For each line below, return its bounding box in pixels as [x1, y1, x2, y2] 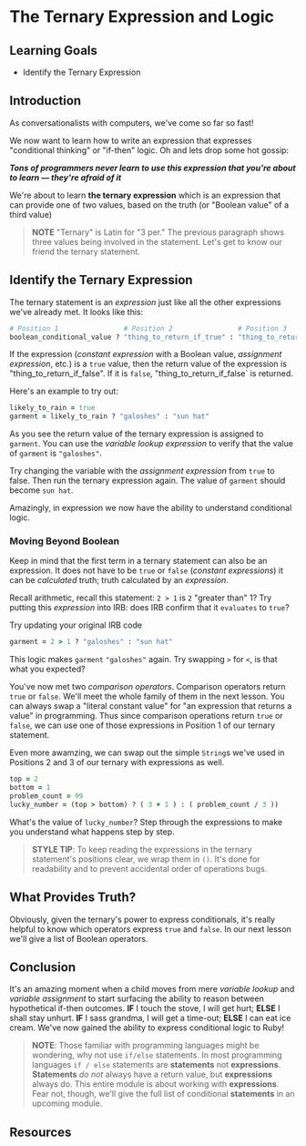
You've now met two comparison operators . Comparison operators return [9, 681, 286, 692]
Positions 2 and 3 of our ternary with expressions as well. [9, 757, 225, 768]
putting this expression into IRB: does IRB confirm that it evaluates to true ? [9, 602, 290, 613]
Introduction [9, 93, 82, 108]
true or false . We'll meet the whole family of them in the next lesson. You [9, 691, 285, 702]
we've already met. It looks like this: [9, 306, 144, 317]
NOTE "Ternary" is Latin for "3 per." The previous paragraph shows [31, 226, 285, 238]
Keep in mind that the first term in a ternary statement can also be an [9, 556, 268, 567]
